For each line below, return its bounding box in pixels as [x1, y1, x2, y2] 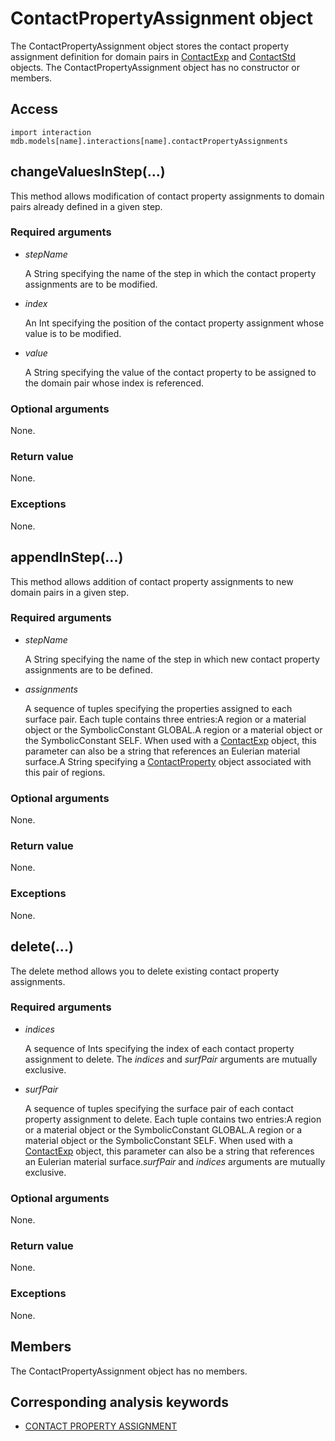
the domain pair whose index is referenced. [24, 377, 204, 389]
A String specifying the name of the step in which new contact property [24, 653, 320, 665]
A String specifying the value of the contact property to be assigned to [24, 366, 317, 378]
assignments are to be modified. [24, 278, 158, 290]
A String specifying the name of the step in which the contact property [24, 267, 317, 279]
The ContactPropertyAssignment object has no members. [10, 1365, 248, 1377]
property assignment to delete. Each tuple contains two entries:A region [24, 1113, 322, 1125]
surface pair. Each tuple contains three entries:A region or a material [24, 713, 307, 725]
